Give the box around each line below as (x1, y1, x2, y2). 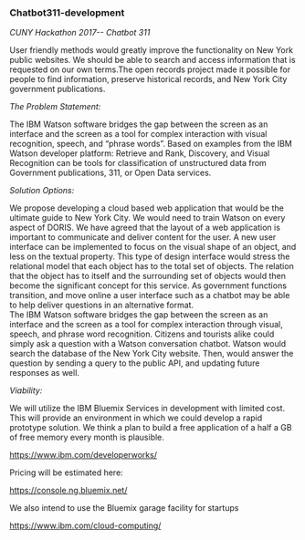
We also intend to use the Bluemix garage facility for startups (9, 503, 239, 514)
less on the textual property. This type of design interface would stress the (9, 251, 290, 262)
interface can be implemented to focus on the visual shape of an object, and (9, 242, 297, 253)
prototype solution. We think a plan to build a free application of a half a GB (9, 422, 292, 433)
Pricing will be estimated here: (9, 467, 123, 478)
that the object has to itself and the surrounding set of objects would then (9, 271, 286, 282)
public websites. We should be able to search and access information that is (9, 55, 296, 66)
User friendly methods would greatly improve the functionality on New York (9, 45, 294, 56)
